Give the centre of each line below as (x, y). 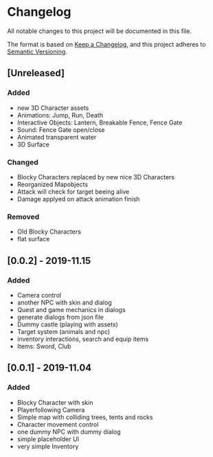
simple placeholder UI (48, 439)
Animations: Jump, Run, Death (60, 115)
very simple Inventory (48, 446)
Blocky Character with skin (55, 402)
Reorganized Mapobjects (52, 184)
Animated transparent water (57, 137)
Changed (23, 162)
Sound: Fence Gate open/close (61, 130)
